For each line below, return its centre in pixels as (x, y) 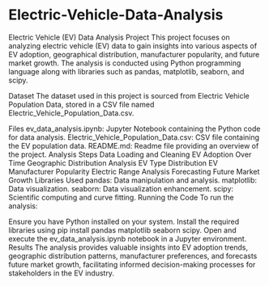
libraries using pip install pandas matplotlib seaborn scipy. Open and (122, 230)
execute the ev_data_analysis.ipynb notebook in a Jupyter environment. (128, 238)
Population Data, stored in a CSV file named (81, 104)
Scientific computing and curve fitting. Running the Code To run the (121, 197)
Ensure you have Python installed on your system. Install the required (124, 221)
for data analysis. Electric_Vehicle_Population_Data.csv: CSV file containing (134, 137)
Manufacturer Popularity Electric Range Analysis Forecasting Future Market (134, 171)
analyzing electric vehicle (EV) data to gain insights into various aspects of (133, 45)
